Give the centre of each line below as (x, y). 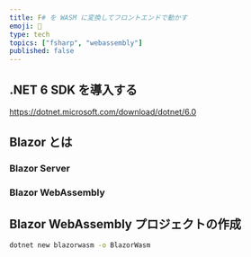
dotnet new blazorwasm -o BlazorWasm (80, 245)
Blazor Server (40, 169)
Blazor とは (41, 142)
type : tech (30, 34)
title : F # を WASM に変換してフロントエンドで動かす (99, 18)
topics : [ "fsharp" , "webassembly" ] (76, 43)
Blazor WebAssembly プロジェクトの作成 (125, 224)
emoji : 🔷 (26, 26)
